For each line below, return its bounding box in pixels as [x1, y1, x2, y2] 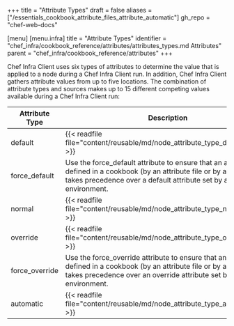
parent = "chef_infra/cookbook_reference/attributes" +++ [7, 49, 173, 57]
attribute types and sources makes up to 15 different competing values [7, 85, 210, 93]
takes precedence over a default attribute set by [65, 176, 223, 185]
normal [10, 204, 34, 213]
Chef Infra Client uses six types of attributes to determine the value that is [7, 63, 219, 70]
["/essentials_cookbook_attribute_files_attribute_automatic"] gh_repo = [7, 13, 210, 22]
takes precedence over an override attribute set [65, 270, 221, 279]
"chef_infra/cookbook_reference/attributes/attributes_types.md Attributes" [7, 42, 221, 49]
